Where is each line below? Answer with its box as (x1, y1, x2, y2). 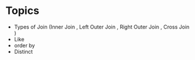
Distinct (14, 48, 33, 55)
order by (14, 42, 35, 49)
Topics (5, 4, 39, 17)
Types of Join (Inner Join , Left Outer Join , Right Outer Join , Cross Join (14, 23, 190, 30)
